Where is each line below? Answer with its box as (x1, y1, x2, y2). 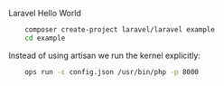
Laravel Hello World (8, 8, 82, 18)
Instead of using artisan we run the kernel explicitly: (8, 50, 201, 61)
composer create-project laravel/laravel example (24, 25, 216, 34)
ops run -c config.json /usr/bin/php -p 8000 (24, 67, 200, 76)
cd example (24, 33, 66, 43)
